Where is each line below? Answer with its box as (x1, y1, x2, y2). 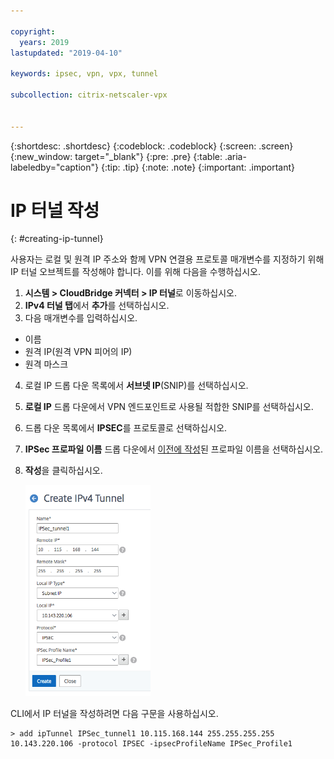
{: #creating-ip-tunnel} (10, 233, 104, 245)
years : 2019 (19, 37, 70, 47)
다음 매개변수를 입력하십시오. (24, 312, 138, 324)
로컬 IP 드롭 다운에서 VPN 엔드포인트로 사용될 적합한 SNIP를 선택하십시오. (24, 401, 314, 413)
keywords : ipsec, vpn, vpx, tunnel (10, 69, 159, 79)
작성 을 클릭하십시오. (24, 465, 103, 477)
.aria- (224, 150, 247, 162)
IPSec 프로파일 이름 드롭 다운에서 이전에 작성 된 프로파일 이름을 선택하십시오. (24, 443, 324, 455)
